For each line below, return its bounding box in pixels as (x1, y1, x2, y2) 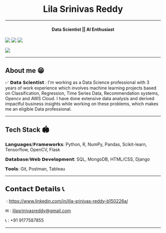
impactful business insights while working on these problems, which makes (5, 101, 159, 107)
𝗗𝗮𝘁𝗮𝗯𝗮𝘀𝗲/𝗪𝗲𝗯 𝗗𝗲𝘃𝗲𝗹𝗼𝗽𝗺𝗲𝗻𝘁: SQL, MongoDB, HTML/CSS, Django (5, 156, 150, 162)
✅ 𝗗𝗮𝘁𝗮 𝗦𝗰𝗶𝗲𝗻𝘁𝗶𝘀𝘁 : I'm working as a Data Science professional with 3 (5, 79, 150, 85)
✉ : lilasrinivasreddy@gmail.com (5, 207, 71, 214)
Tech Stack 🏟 (5, 125, 49, 134)
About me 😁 (5, 66, 44, 75)
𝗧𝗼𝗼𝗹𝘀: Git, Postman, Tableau (5, 166, 66, 172)
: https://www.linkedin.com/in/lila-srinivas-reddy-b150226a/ (6, 198, 128, 204)
